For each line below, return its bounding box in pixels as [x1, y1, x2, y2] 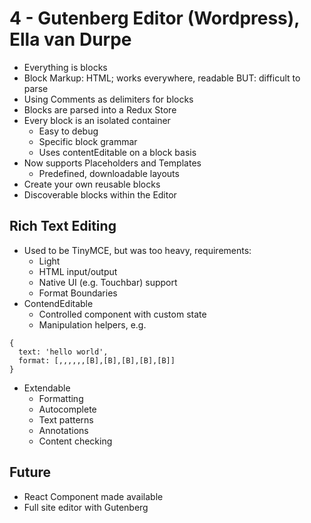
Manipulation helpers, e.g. [38, 318, 147, 331]
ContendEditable [23, 297, 94, 309]
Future [9, 464, 52, 481]
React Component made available [23, 490, 164, 502]
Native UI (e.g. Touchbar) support [38, 276, 178, 288]
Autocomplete [38, 403, 97, 415]
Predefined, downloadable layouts [38, 167, 180, 179]
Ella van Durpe [9, 28, 132, 51]
